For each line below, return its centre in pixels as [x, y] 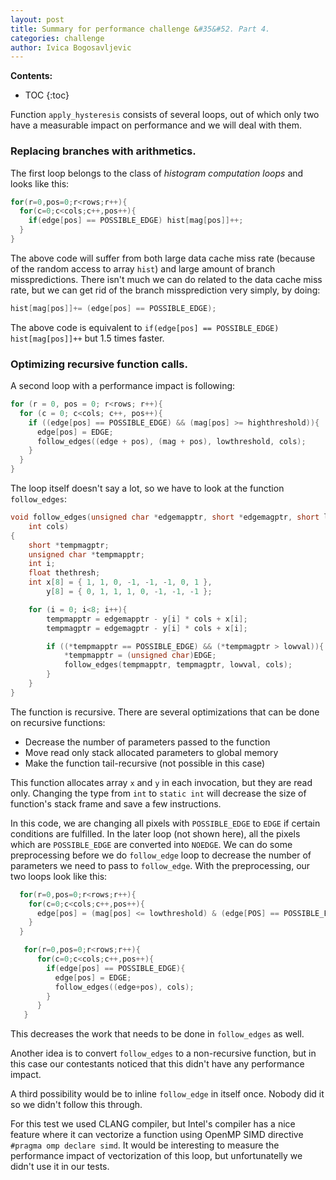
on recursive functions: [58, 722]
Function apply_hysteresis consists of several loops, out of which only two [165, 115]
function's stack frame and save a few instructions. [116, 803]
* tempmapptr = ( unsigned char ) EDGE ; [140, 656]
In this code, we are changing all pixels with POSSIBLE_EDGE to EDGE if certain [165, 823]
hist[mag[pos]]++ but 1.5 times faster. [87, 338]
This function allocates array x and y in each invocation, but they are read [161, 782]
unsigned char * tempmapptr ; [86, 554]
